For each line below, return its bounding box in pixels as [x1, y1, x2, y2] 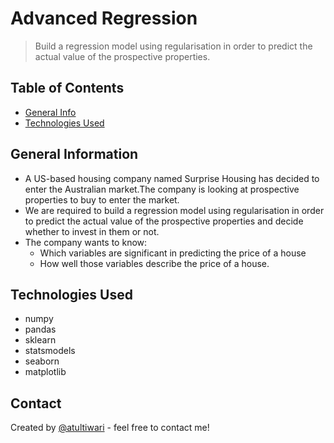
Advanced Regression [10, 7, 198, 30]
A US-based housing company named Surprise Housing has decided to [24, 172, 320, 184]
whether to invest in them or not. [24, 225, 160, 237]
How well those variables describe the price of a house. [39, 257, 270, 269]
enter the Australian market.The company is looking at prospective [24, 183, 300, 195]
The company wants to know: [24, 236, 148, 248]
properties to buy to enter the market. [24, 193, 180, 206]
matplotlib [24, 366, 67, 378]
